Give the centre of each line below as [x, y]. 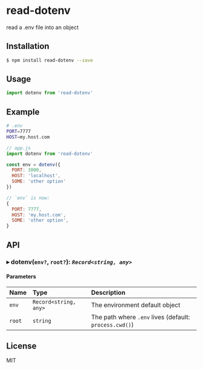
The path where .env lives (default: [140, 317]
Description [108, 292]
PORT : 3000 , [27, 170]
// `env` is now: [28, 198]
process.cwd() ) [112, 324]
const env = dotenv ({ [34, 165]
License [21, 346]
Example [23, 112]
